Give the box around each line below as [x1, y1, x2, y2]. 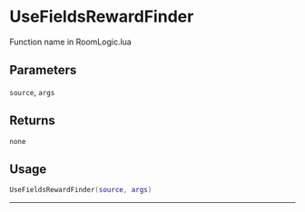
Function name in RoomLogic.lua [9, 36, 132, 47]
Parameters [9, 63, 77, 78]
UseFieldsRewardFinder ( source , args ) [9, 186, 152, 195]
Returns [9, 113, 56, 129]
